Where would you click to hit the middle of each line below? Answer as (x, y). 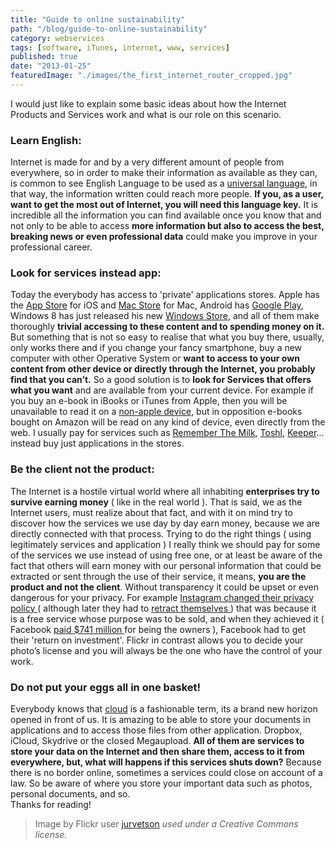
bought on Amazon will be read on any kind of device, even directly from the (168, 422)
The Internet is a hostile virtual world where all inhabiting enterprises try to (165, 491)
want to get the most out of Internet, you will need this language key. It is (164, 205)
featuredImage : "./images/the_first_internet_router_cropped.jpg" (151, 76)
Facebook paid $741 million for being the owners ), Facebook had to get (158, 629)
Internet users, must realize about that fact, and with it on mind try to (151, 512)
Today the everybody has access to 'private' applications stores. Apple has (165, 295)
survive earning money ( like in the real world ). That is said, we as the (156, 502)
